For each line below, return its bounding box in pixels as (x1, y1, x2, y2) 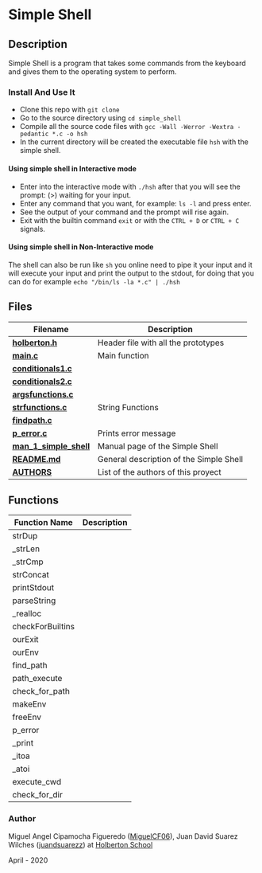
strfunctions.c (12, 401, 67, 413)
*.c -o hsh (52, 130, 88, 139)
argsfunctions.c (12, 389, 74, 400)
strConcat (12, 570, 49, 581)
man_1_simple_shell (12, 440, 91, 452)
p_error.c (12, 428, 48, 439)
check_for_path (12, 686, 70, 697)
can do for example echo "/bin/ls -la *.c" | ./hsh (8, 276, 180, 286)
